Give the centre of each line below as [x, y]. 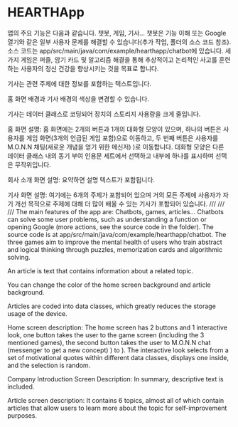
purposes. [22, 415]
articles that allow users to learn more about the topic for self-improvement [117, 408]
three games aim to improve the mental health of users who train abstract [115, 242]
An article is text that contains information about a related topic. [101, 270]
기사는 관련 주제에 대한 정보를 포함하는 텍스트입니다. [79, 83]
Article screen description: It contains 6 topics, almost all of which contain [116, 400]
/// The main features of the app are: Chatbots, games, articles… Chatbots [115, 211]
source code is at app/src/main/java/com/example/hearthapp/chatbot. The [117, 234]
